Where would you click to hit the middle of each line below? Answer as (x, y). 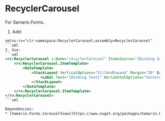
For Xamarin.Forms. (25, 22)
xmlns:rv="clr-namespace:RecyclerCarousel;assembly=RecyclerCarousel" (79, 41)
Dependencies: (20, 109)
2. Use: (13, 50)
